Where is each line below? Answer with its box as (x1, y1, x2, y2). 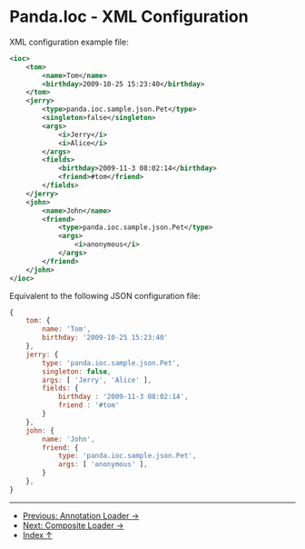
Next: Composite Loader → (22, 520, 124, 531)
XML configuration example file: (9, 36, 129, 47)
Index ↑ (22, 529, 53, 540)
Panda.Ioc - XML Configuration (9, 6, 249, 27)
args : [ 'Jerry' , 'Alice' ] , (42, 375, 152, 384)
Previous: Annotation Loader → (22, 510, 140, 521)
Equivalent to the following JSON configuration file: (9, 290, 202, 301)
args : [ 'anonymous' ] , (57, 460, 148, 469)
